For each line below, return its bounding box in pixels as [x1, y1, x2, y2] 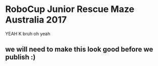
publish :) [5, 53, 36, 61]
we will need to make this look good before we [5, 45, 153, 53]
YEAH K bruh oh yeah [5, 30, 50, 36]
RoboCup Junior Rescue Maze [5, 3, 135, 15]
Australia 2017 [5, 14, 67, 25]
